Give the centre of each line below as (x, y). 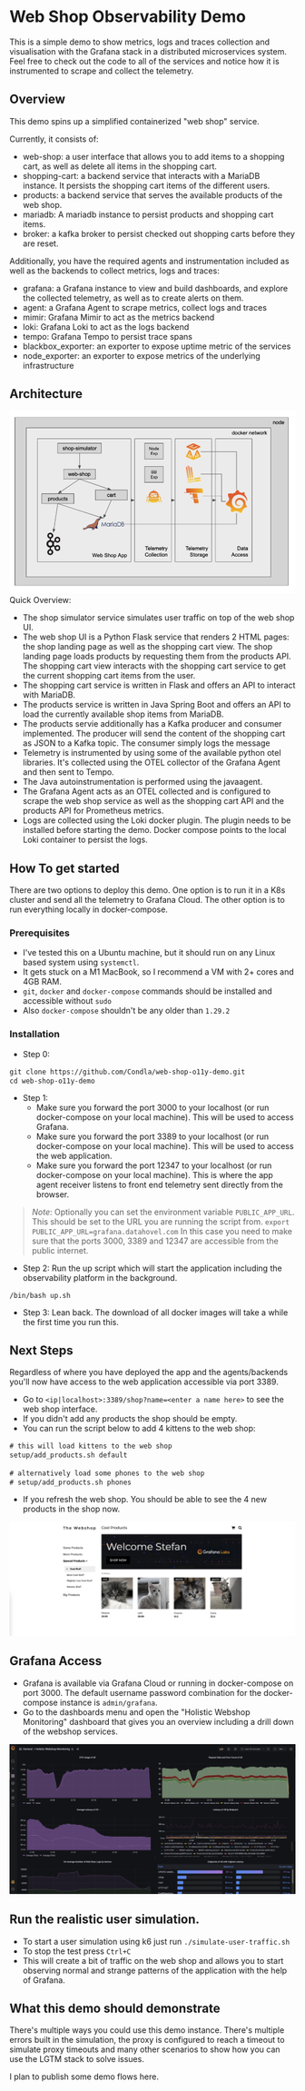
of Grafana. (44, 1980)
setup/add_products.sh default (69, 1455)
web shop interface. (60, 1409)
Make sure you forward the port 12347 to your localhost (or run (154, 1165)
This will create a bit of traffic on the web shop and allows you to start (153, 1960)
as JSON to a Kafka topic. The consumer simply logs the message (146, 743)
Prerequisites (39, 933)
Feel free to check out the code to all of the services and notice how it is (144, 61)
